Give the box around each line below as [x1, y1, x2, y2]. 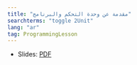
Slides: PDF [17, 50, 52, 59]
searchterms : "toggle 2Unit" [7, 17, 94, 24]
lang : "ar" [7, 24, 40, 31]
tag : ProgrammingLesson [7, 30, 78, 38]
